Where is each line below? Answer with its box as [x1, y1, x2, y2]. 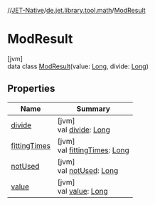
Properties [7, 83, 55, 95]
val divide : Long [57, 125, 110, 135]
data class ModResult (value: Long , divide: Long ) [7, 62, 149, 70]
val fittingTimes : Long [57, 145, 129, 155]
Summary [76, 103, 110, 113]
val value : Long [57, 186, 108, 196]
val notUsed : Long [57, 165, 119, 175]
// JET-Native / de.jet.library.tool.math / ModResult [7, 6, 146, 14]
